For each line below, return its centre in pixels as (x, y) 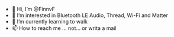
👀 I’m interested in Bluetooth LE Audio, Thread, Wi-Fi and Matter (90, 15)
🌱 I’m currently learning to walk (49, 21)
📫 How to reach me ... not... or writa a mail (64, 28)
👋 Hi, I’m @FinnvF (33, 9)
